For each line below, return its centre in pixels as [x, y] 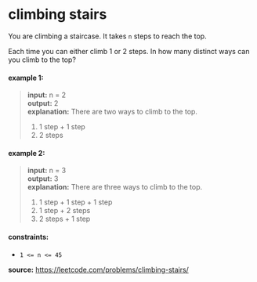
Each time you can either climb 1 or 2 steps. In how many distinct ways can [129, 51]
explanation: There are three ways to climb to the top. [114, 187]
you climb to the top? [42, 60]
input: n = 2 [47, 95]
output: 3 [43, 179]
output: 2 [43, 103]
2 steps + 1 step [65, 219]
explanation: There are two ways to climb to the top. [112, 112]
